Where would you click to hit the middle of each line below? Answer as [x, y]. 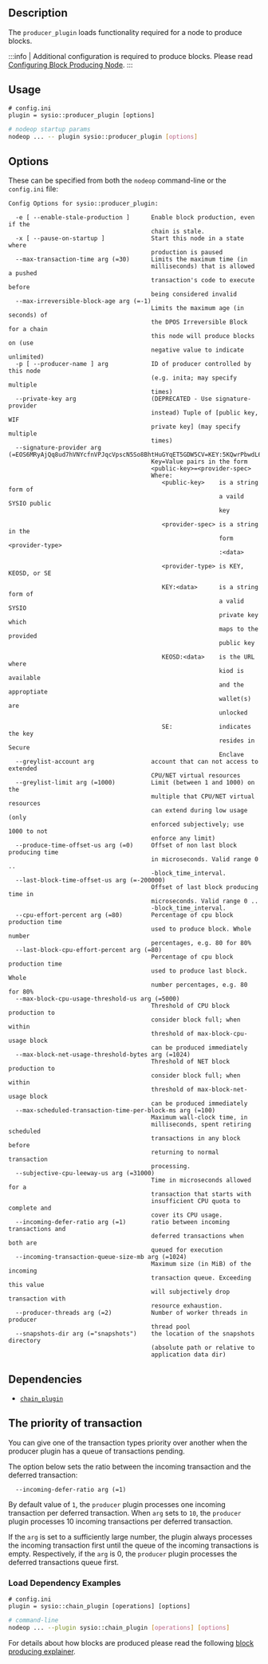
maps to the [239, 629]
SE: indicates [206, 727]
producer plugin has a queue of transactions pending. [97, 1451]
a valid [232, 601]
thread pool [171, 1327]
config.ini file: [33, 189]
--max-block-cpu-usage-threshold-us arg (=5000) [98, 999]
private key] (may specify [196, 427]
